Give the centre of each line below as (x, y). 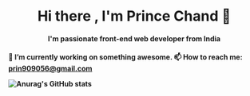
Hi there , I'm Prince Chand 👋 (134, 16)
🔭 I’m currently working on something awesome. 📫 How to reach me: (125, 57)
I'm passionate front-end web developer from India (134, 38)
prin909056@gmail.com (50, 69)
